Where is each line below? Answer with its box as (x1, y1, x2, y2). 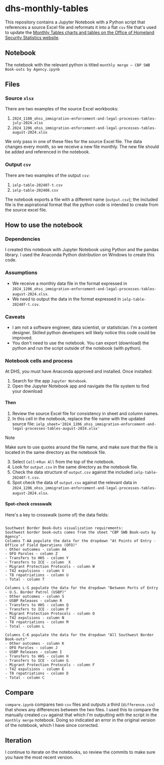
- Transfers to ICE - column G (5, 658, 69, 663)
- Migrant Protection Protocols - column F (5, 662, 95, 667)
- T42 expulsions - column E (5, 666, 64, 672)
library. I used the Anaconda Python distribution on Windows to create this (5, 252, 155, 258)
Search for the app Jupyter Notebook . (12, 378, 88, 384)
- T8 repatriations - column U (5, 573, 69, 577)
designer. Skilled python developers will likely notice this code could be (12, 330, 156, 336)
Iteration (5, 736, 32, 744)
